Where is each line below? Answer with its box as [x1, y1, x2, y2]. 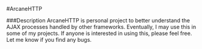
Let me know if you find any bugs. [6, 36, 92, 43]
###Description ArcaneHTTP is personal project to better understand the [6, 17, 190, 24]
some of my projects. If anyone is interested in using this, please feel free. [6, 30, 192, 37]
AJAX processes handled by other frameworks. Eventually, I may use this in [6, 24, 197, 30]
